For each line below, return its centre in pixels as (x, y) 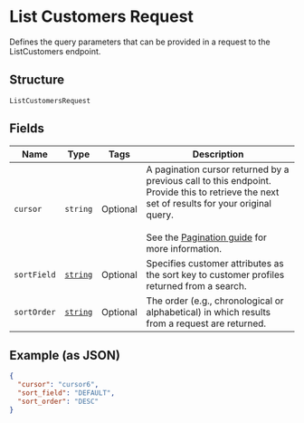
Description (218, 154)
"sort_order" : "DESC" (58, 401)
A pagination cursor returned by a (218, 169)
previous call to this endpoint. (209, 180)
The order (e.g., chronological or (215, 301)
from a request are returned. (206, 323)
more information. (184, 248)
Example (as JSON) (65, 355)
